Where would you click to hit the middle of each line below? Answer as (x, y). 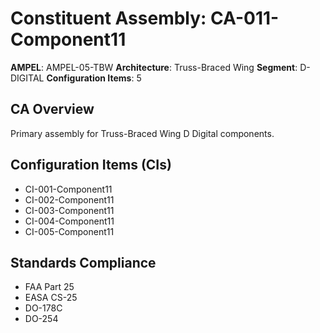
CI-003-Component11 (69, 210)
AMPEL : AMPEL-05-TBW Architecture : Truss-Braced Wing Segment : (154, 67)
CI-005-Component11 (69, 231)
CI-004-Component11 (69, 221)
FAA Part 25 (49, 287)
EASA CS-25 (51, 298)
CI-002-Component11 (69, 199)
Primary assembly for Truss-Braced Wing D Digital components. (142, 133)
